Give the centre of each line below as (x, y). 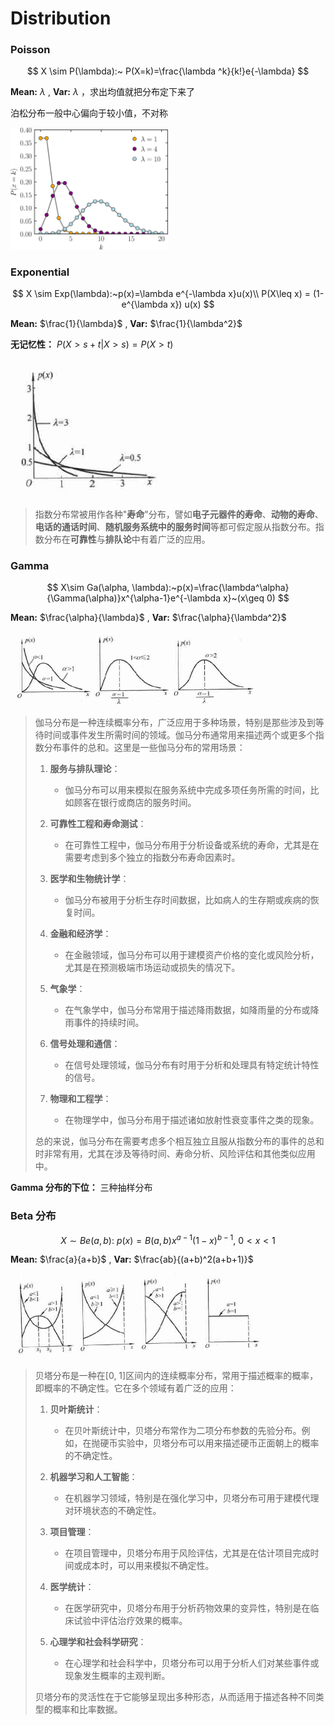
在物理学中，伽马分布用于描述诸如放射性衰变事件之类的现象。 (192, 1120)
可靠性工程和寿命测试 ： (98, 824)
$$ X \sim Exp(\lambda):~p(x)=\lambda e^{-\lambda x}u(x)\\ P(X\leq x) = (161, 294)
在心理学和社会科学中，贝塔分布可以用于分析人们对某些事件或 (192, 1663)
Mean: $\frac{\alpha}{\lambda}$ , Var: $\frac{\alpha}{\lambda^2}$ (148, 618)
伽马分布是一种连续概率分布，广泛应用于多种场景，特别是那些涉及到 (175, 723)
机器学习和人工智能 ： (93, 1476)
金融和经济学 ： (80, 934)
